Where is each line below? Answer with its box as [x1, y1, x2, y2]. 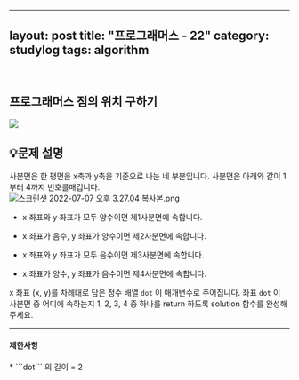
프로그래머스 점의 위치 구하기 [9, 94, 158, 109]
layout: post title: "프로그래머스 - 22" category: [9, 28, 270, 44]
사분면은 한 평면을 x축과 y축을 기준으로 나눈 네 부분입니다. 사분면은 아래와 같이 [9, 170, 281, 182]
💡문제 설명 [9, 146, 64, 161]
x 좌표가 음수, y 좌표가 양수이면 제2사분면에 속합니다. [21, 231, 206, 241]
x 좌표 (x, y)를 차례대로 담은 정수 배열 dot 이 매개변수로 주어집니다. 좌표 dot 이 [9, 288, 281, 298]
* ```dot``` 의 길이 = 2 [9, 361, 83, 372]
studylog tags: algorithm [9, 43, 149, 58]
